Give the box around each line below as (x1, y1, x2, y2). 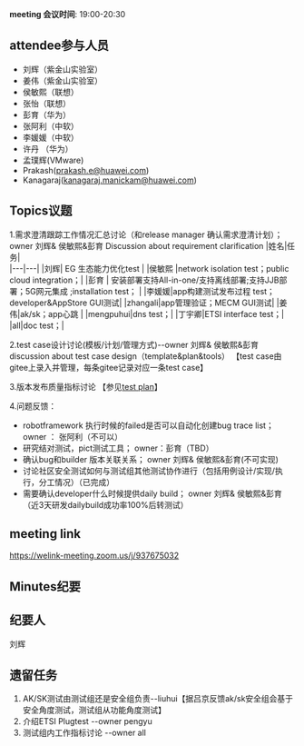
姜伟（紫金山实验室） (22, 75, 103, 85)
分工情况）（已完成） (38, 476, 115, 487)
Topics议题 (9, 204, 73, 219)
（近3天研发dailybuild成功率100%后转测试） (22, 499, 189, 510)
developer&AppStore (9, 297, 88, 308)
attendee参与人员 (9, 38, 109, 54)
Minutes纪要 (9, 579, 82, 594)
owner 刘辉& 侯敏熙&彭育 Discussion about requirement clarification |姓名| (9, 240, 288, 251)
